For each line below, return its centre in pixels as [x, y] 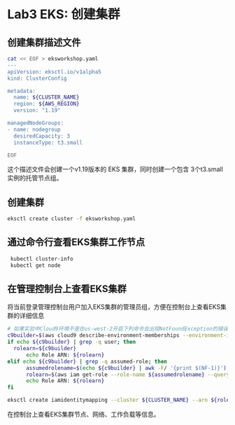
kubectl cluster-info [42, 259]
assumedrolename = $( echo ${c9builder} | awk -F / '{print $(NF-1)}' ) [126, 368]
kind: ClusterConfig [37, 78]
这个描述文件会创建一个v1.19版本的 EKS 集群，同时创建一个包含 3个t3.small [115, 169]
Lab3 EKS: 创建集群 [64, 14]
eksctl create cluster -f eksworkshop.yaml [72, 219]
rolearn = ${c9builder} [45, 349]
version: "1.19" [37, 110]
